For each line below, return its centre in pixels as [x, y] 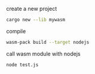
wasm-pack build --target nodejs [48, 42]
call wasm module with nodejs [43, 54]
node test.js [22, 65]
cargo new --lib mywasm [36, 20]
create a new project [32, 9]
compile [16, 31]
